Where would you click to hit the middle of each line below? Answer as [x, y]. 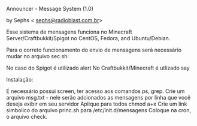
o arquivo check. [27, 117]
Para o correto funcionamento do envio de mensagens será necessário [94, 50]
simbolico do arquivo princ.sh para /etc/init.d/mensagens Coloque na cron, [99, 110]
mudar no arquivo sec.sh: [38, 56]
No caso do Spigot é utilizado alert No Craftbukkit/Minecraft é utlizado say [98, 68]
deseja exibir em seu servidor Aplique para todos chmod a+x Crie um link [97, 104]
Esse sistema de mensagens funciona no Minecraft [69, 32]
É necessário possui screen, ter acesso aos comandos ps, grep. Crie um [96, 91]
